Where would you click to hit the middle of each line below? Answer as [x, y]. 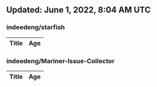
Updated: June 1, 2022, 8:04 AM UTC [78, 10]
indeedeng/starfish [36, 27]
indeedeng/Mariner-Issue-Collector [61, 61]
